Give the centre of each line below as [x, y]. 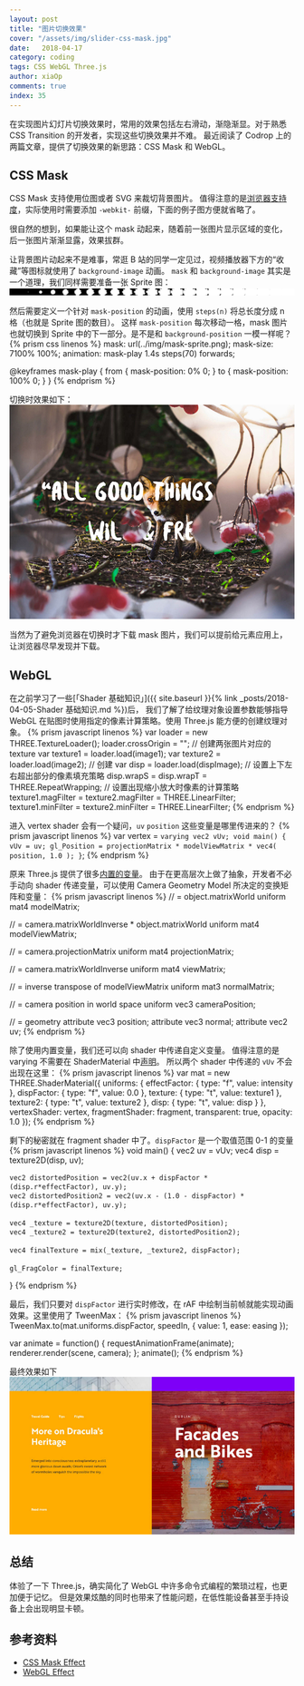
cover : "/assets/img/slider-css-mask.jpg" [90, 38]
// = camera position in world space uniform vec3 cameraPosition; [133, 1004]
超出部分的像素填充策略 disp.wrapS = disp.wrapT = [112, 776]
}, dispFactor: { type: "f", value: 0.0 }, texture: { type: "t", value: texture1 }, [146, 1093]
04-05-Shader [37, 710]
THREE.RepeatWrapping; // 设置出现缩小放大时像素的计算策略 [124, 787]
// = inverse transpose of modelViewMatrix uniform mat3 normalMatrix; [142, 987]
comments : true [38, 86]
